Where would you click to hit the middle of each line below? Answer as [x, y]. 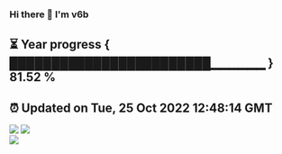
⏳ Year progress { [60, 45]
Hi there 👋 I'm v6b [49, 14]
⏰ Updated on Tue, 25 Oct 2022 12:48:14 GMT [141, 108]
